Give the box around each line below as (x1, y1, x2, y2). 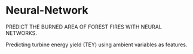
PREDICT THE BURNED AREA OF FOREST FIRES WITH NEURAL (5, 23, 162, 30)
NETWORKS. (5, 29, 37, 36)
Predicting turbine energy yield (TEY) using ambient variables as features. (5, 41, 188, 48)
